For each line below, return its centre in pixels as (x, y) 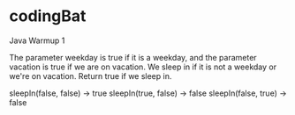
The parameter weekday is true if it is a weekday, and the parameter (133, 57)
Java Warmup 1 (37, 40)
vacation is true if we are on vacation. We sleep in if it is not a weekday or (143, 67)
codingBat (48, 16)
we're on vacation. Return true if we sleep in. (91, 75)
